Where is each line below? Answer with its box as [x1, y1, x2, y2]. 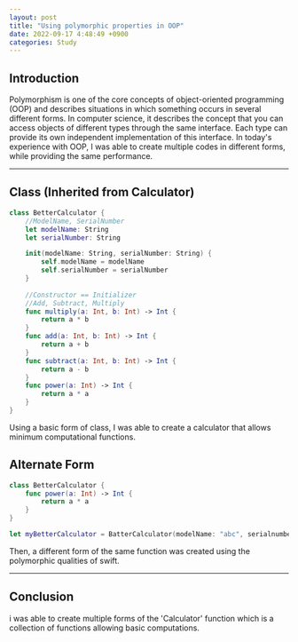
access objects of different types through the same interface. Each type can [9, 123, 288, 133]
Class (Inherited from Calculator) [9, 185, 195, 200]
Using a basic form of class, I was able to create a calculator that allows [9, 422, 271, 432]
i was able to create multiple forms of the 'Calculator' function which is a [9, 613, 274, 623]
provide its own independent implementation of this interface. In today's [9, 132, 272, 143]
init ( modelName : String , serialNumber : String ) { [25, 250, 213, 258]
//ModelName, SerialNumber [25, 217, 125, 226]
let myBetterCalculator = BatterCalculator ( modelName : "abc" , [9, 530, 244, 539]
